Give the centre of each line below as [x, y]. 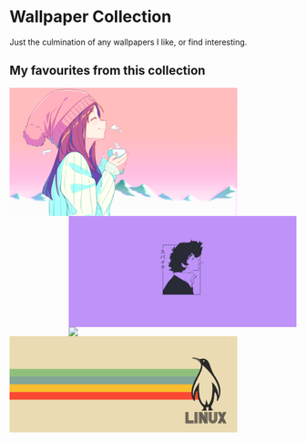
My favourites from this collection [107, 71]
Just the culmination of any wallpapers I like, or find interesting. [128, 42]
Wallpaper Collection [91, 17]
